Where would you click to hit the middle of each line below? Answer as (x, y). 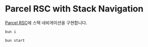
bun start (15, 40)
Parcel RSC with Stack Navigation (74, 9)
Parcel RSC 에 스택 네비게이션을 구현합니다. (46, 23)
